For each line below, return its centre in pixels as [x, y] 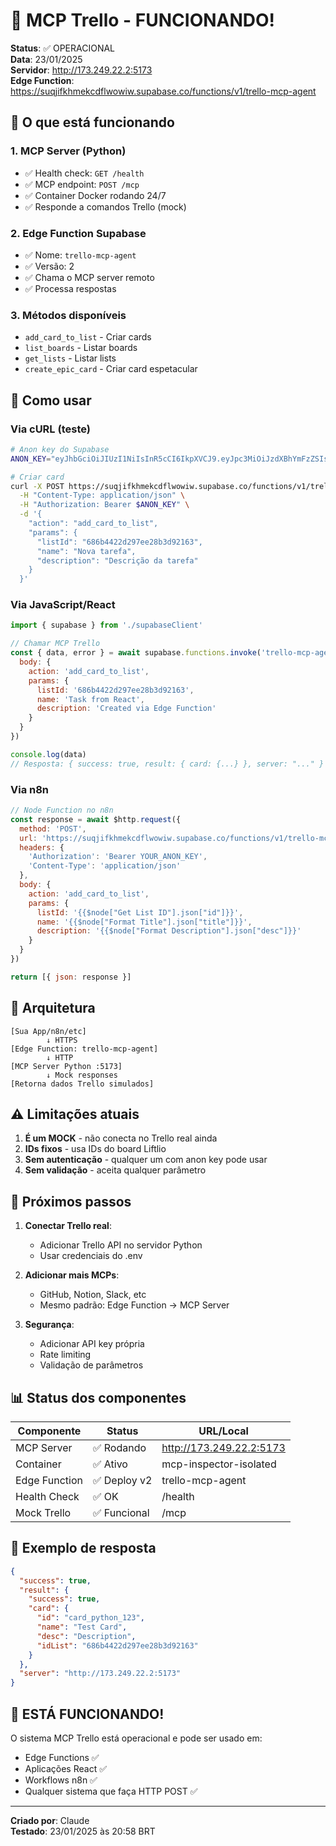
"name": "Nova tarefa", [86, 551]
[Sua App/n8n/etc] [48, 1031]
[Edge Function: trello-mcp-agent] [84, 1049]
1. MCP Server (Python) [68, 151]
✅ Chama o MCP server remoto [89, 277]
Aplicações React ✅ [66, 1768]
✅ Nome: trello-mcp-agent [80, 255]
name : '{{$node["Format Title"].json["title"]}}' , [144, 922]
